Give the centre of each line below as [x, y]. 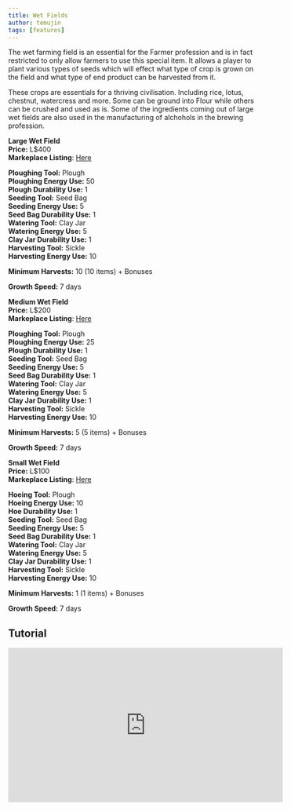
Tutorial [27, 633]
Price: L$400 [30, 149]
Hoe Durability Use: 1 [43, 512]
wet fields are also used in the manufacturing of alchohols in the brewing [126, 118]
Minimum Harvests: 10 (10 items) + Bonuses [80, 272]
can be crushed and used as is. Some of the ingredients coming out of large [131, 109]
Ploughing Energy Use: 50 [52, 181]
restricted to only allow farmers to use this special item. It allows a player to [130, 60]
